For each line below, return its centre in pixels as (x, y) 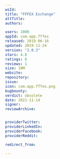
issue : (12, 82)
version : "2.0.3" (23, 50)
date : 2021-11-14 (23, 100)
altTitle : (15, 19)
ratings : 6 (16, 59)
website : (14, 73)
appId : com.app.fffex (27, 37)
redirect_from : (20, 144)
